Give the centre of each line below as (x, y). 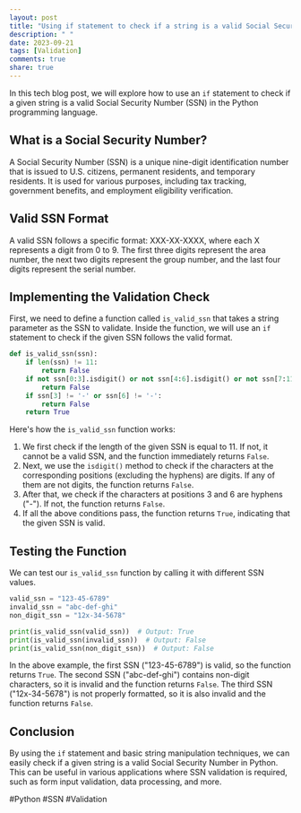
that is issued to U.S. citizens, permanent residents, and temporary (132, 171)
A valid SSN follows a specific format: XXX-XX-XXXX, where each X (134, 240)
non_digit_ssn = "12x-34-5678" (68, 615)
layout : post (34, 17)
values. (22, 583)
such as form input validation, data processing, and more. (116, 782)
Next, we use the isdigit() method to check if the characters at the (148, 466)
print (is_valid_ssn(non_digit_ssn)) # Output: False (112, 648)
